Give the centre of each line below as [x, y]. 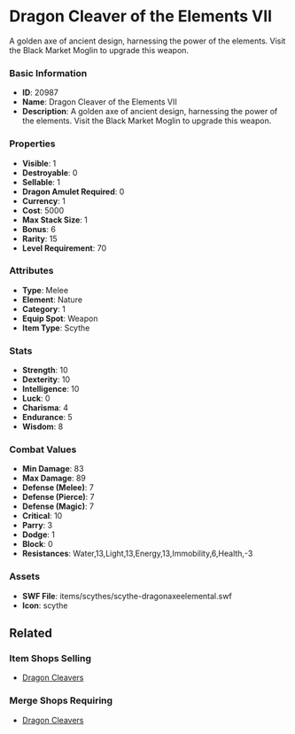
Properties [32, 144]
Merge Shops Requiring [61, 700]
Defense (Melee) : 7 [58, 488]
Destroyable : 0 [50, 172]
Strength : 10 [45, 371]
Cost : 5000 [43, 210]
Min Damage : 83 [53, 469]
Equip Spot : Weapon [60, 318]
